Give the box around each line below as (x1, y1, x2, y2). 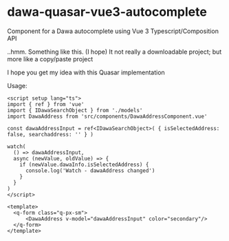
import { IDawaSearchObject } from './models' (7, 107, 143, 114)
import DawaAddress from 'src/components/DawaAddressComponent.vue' (7, 113, 208, 120)
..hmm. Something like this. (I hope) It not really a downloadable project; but (7, 48, 222, 56)
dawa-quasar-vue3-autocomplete (7, 4, 208, 20)
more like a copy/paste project (7, 54, 94, 63)
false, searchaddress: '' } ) (7, 131, 94, 138)
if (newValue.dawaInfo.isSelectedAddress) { (19, 161, 149, 168)
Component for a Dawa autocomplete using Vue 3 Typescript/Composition (7, 27, 219, 35)
